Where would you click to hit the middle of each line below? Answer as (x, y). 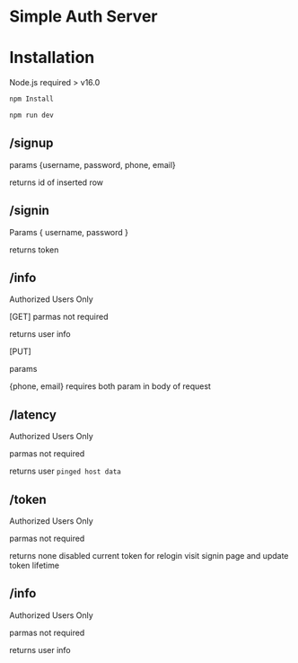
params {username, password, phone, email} (93, 164)
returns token (34, 250)
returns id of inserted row (57, 182)
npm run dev (31, 115)
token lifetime (35, 565)
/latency (33, 415)
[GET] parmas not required (59, 317)
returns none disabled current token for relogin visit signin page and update (149, 555)
